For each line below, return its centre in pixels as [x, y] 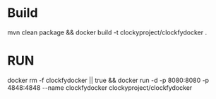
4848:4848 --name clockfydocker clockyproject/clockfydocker [100, 87]
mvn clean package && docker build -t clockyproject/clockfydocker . [107, 32]
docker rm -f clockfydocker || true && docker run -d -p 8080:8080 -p [108, 80]
